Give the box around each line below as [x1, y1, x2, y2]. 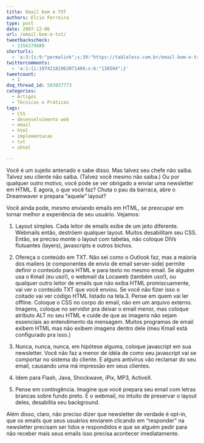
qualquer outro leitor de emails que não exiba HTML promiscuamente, [15, 279, 191, 286]
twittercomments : [6, 60, 50, 66]
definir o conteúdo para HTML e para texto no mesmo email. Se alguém [15, 266, 194, 273]
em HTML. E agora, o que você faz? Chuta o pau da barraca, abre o [6, 186, 176, 193]
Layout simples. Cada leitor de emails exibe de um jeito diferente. [15, 222, 178, 230]
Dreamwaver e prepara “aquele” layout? [6, 192, 106, 199]
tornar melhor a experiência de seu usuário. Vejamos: [6, 210, 140, 218]
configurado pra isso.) [15, 331, 71, 338]
